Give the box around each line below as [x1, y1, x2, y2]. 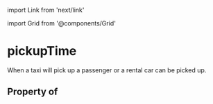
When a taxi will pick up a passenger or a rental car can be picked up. [7, 65, 207, 74]
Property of [7, 86, 58, 98]
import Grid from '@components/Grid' [7, 19, 117, 27]
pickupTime [7, 43, 77, 59]
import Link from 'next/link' [7, 6, 85, 14]
